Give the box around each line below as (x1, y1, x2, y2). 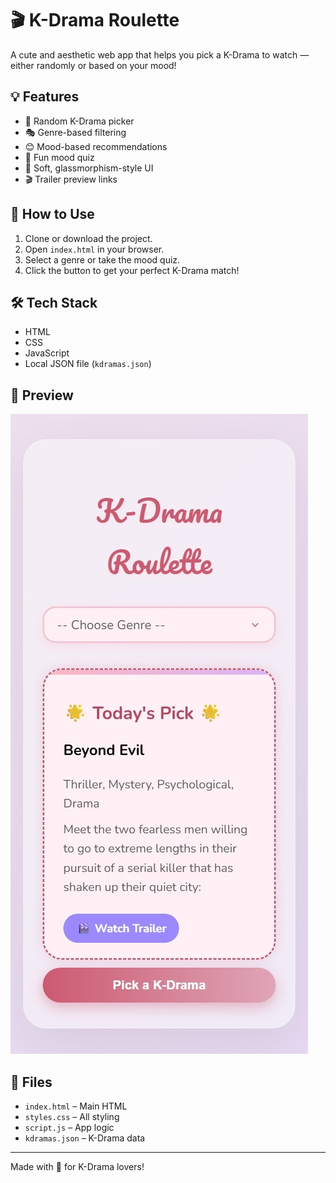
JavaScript (24, 347, 70, 359)
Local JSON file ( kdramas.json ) (24, 358, 152, 370)
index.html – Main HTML (24, 1100, 128, 1112)
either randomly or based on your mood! (10, 59, 177, 71)
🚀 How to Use (10, 206, 95, 223)
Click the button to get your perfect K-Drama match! (24, 264, 240, 276)
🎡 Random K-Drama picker (24, 115, 135, 127)
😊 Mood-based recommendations (24, 140, 168, 152)
